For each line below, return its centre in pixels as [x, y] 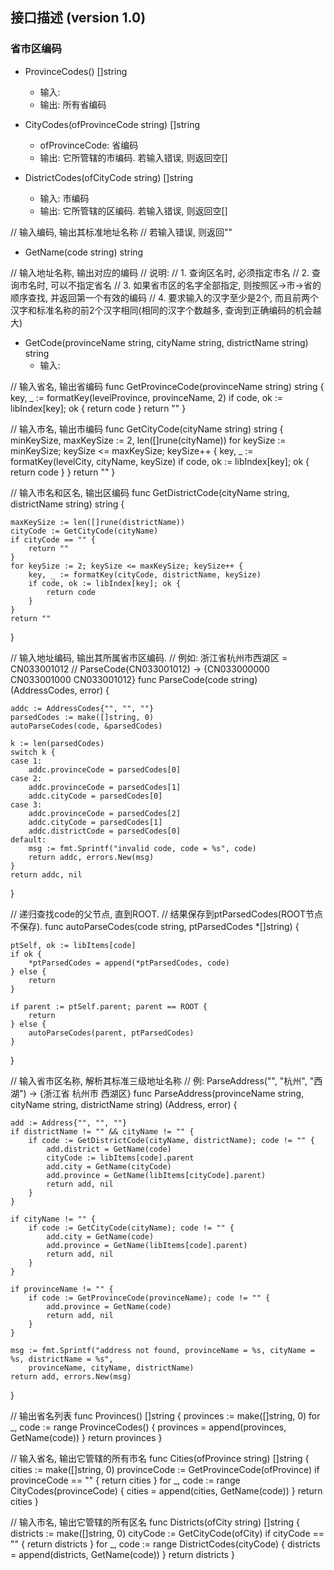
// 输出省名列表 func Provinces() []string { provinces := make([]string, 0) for [165, 1415]
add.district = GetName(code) [109, 1149]
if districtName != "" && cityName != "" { [102, 1131]
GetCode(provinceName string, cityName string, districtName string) [166, 342]
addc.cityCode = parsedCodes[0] [95, 796]
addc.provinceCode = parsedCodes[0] [105, 769]
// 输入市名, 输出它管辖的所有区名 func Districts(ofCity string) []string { [155, 1522]
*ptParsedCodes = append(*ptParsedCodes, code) [129, 963]
